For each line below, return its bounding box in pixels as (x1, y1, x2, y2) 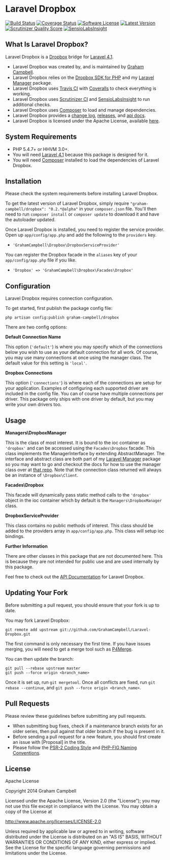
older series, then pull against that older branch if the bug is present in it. (12, 728, 165, 734)
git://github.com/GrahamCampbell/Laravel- (59, 627, 151, 632)
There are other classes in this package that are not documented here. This (5, 553, 163, 559)
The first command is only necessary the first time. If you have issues (5, 640, 151, 646)
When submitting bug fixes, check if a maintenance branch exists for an (12, 722, 163, 729)
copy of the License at (5, 809, 52, 815)
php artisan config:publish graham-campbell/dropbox (5, 315, 119, 320)
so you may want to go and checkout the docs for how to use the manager (5, 461, 161, 467)
